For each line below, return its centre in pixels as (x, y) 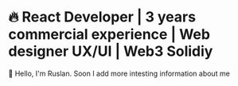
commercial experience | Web (109, 35)
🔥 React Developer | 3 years (102, 17)
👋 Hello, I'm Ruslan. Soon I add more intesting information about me (119, 73)
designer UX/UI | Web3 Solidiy (111, 51)
